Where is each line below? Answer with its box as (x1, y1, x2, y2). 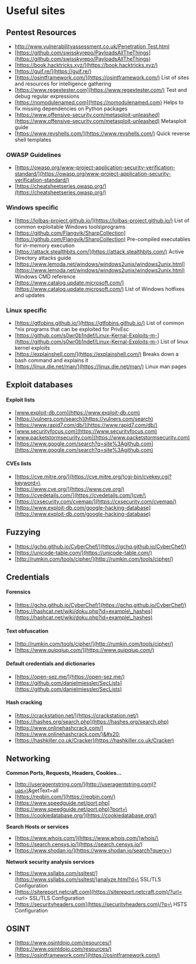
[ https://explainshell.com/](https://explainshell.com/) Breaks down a (14, 350, 179, 358)
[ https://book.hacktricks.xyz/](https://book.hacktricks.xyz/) (14, 61, 158, 68)
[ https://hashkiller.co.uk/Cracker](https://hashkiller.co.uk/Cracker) (14, 736, 174, 744)
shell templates (14, 136, 51, 143)
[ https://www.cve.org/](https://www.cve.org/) (14, 485, 125, 492)
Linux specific (6, 306, 47, 314)
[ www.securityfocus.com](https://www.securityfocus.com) (14, 428, 157, 435)
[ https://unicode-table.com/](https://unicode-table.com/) (14, 549, 153, 556)
